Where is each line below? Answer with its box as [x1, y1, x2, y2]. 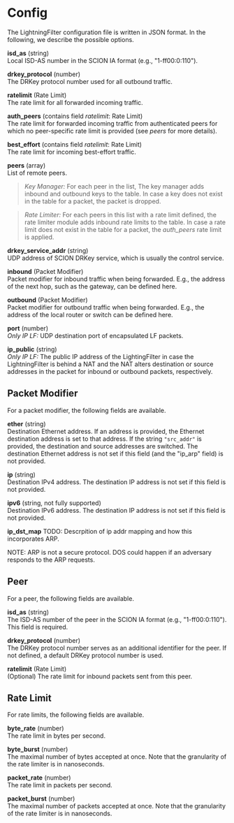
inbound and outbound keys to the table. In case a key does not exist [24, 189, 224, 198]
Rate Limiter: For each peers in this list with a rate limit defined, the [24, 210, 217, 219]
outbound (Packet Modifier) [7, 296, 89, 304]
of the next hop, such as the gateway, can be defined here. [7, 282, 177, 291]
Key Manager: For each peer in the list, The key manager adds [24, 182, 205, 190]
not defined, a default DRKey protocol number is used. [7, 651, 164, 660]
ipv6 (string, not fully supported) [7, 498, 101, 507]
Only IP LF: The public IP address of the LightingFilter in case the [7, 352, 194, 360]
